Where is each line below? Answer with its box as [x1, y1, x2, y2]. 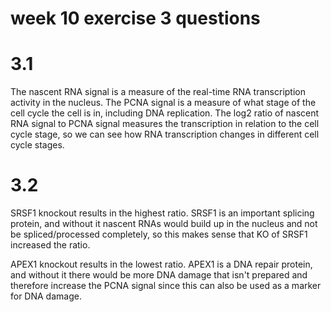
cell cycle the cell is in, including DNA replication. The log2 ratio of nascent [10, 107, 320, 119]
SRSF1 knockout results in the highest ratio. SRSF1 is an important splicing [10, 207, 315, 219]
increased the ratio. [10, 239, 91, 251]
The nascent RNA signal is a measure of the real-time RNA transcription [10, 86, 306, 98]
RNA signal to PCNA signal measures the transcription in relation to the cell [10, 118, 320, 130]
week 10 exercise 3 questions [10, 7, 261, 30]
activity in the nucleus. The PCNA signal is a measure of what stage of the [10, 97, 317, 109]
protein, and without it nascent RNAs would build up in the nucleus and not [10, 218, 318, 230]
